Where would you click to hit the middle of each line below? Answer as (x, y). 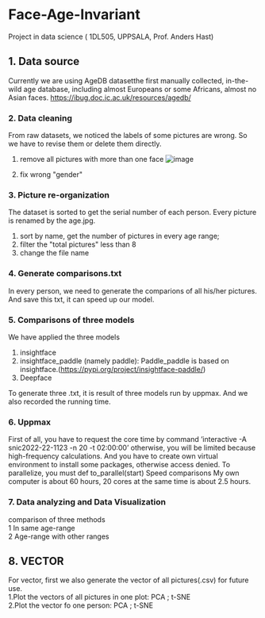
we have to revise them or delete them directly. (85, 144)
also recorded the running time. (60, 401)
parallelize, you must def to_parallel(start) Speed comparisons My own (124, 473)
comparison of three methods (57, 519)
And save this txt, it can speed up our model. (81, 299)
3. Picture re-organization (59, 194)
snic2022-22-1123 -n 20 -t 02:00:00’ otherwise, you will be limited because (132, 448)
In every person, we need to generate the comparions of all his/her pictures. (133, 290)
